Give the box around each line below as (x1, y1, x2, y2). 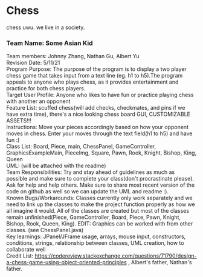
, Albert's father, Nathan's (127, 259, 192, 266)
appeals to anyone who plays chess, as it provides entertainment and (6, 78, 179, 85)
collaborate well (6, 246, 46, 253)
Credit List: (6, 252, 34, 259)
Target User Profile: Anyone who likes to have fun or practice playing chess (6, 92, 194, 99)
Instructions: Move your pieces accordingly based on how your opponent (6, 124, 189, 131)
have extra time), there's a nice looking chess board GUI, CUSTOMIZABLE (6, 110, 191, 118)
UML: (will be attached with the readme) (6, 162, 106, 170)
